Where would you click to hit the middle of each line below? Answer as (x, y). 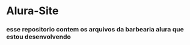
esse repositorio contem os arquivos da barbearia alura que (95, 30)
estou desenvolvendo (38, 37)
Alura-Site (32, 11)
